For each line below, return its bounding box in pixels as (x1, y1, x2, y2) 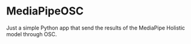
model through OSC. (6, 30, 57, 37)
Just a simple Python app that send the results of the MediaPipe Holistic (6, 24, 186, 31)
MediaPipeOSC (6, 4, 84, 18)
